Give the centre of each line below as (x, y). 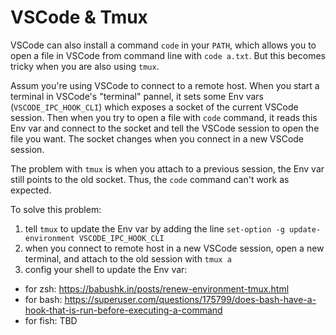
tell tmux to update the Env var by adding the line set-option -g (154, 228)
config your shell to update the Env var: (106, 269)
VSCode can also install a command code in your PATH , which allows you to (163, 45)
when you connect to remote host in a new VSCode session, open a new (174, 248)
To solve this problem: (56, 209)
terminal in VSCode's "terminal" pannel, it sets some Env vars (137, 96)
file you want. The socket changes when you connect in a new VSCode (157, 138)
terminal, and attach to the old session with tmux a (128, 258)
